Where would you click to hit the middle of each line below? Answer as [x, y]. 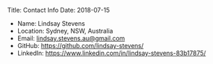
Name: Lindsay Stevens [51, 23]
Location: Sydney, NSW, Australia [65, 31]
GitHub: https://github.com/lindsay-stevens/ [80, 46]
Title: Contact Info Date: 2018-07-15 [58, 10]
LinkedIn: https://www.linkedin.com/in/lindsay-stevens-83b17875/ [112, 53]
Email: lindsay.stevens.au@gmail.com [71, 38]
